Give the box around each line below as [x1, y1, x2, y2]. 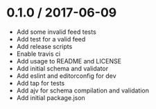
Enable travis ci [16, 50, 60, 58]
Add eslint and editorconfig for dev [16, 71, 116, 80]
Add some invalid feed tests [16, 28, 96, 36]
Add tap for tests [16, 79, 65, 87]
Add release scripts [16, 42, 73, 50]
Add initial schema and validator [16, 64, 109, 72]
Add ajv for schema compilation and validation [16, 86, 150, 95]
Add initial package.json [16, 93, 86, 101]
